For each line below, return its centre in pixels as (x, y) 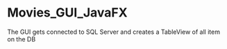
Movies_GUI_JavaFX (67, 13)
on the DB (22, 39)
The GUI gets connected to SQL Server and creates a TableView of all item (114, 32)
